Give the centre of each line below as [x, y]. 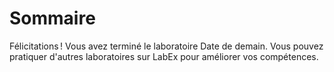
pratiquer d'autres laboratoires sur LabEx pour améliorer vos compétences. [164, 56]
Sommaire [52, 18]
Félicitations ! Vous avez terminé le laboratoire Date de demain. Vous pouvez [166, 46]
